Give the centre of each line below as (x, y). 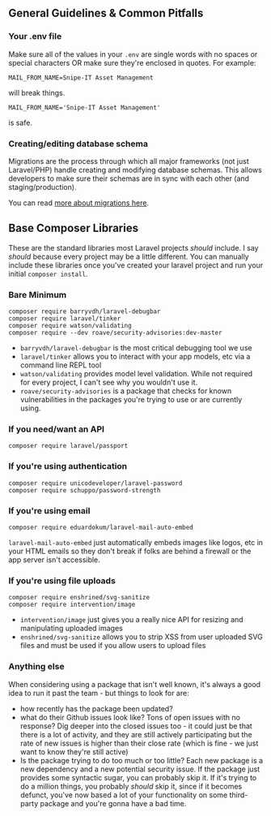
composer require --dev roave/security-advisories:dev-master (115, 333)
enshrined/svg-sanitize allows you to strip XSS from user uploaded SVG (141, 637)
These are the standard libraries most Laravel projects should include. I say (133, 247)
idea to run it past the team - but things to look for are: (99, 693)
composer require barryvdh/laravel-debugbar (85, 311)
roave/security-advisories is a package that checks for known (126, 391)
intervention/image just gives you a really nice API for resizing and (132, 620)
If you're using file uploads (62, 581)
